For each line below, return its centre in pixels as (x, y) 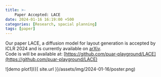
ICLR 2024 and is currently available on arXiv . (53, 49)
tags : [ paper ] (20, 29)
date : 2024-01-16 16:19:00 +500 (40, 19)
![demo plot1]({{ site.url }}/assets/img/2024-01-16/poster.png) (70, 69)
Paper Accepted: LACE (37, 15)
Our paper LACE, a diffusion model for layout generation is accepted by (80, 43)
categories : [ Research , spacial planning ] (51, 24)
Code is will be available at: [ (35, 54)
